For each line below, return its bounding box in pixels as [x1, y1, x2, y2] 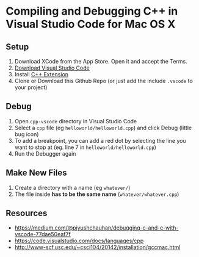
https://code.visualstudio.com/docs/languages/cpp [14, 237, 144, 245]
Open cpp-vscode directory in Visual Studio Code [14, 117, 137, 125]
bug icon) [14, 130, 39, 138]
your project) [14, 84, 48, 91]
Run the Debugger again [14, 150, 76, 157]
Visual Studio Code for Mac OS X [5, 17, 176, 31]
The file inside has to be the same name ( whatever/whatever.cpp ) [14, 190, 179, 198]
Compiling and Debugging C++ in [5, 4, 178, 18]
